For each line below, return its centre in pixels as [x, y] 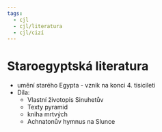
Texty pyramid [48, 107]
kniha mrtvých [48, 114]
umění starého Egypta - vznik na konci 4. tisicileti [86, 85]
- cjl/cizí [29, 32]
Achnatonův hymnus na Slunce [71, 122]
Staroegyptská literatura [78, 66]
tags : [15, 13]
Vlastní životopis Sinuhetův [65, 100]
